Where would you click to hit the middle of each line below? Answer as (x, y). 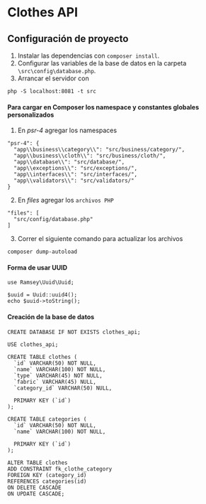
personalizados (31, 114)
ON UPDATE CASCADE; (36, 494)
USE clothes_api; (33, 344)
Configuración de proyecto (68, 39)
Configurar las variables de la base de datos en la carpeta (102, 63)
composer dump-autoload (42, 252)
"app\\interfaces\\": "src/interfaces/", (76, 175)
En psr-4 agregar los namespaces (67, 130)
